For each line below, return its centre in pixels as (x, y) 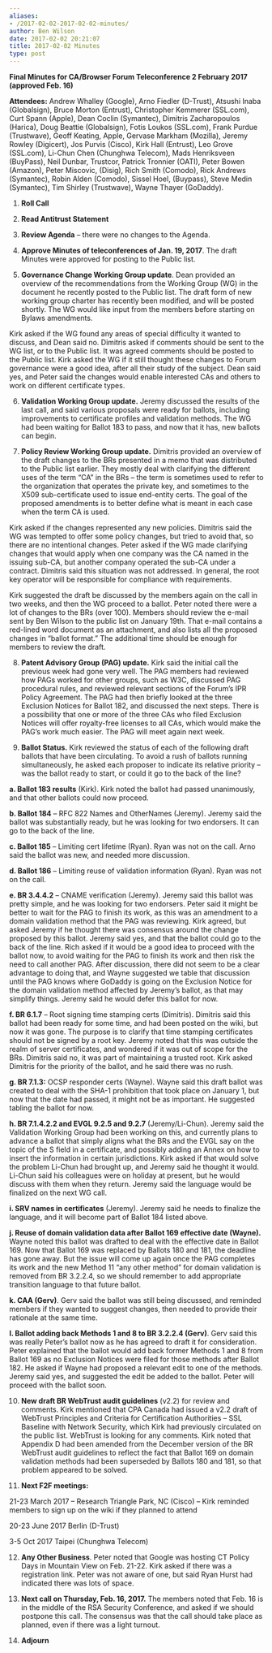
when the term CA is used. (65, 512)
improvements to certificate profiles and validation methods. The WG (136, 418)
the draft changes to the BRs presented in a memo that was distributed (139, 460)
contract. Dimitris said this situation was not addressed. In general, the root (134, 571)
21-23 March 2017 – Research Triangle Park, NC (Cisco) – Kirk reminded (129, 1501)
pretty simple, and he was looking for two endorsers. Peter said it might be (134, 904)
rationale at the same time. (53, 1318)
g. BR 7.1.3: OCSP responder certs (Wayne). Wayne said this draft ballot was (136, 1082)
